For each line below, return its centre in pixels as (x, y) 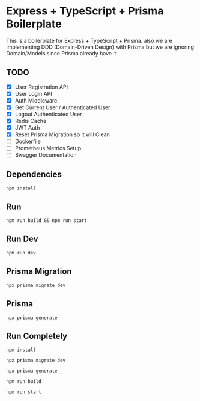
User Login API (33, 93)
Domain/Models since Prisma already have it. (62, 53)
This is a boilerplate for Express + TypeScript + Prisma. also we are (89, 40)
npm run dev (21, 253)
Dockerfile (28, 141)
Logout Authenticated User (48, 114)
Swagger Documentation (46, 155)
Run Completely (37, 336)
